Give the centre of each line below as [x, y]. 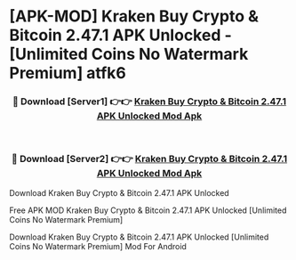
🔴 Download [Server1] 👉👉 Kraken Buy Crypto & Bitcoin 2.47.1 [149, 102]
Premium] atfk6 [68, 73]
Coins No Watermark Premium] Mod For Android [98, 246]
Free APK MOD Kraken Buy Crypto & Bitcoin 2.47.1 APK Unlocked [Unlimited [148, 210]
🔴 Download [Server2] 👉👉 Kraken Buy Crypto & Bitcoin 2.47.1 [149, 159]
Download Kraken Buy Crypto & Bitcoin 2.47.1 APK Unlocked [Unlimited [139, 237]
